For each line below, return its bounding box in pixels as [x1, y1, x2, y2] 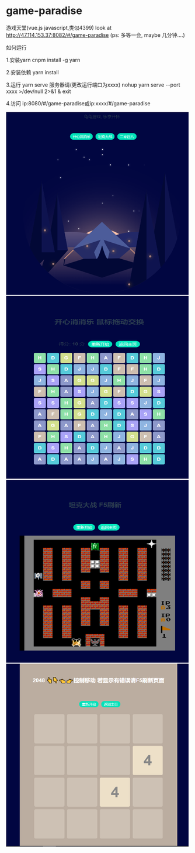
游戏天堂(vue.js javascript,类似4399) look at [6, 24, 112, 31]
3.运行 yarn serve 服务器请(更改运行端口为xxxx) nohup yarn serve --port [6, 81, 180, 88]
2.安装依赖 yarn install [6, 68, 60, 75]
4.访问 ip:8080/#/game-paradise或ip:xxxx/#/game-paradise [6, 99, 151, 106]
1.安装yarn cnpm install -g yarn [6, 56, 81, 63]
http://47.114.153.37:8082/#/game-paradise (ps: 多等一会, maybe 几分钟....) [6, 31, 185, 39]
